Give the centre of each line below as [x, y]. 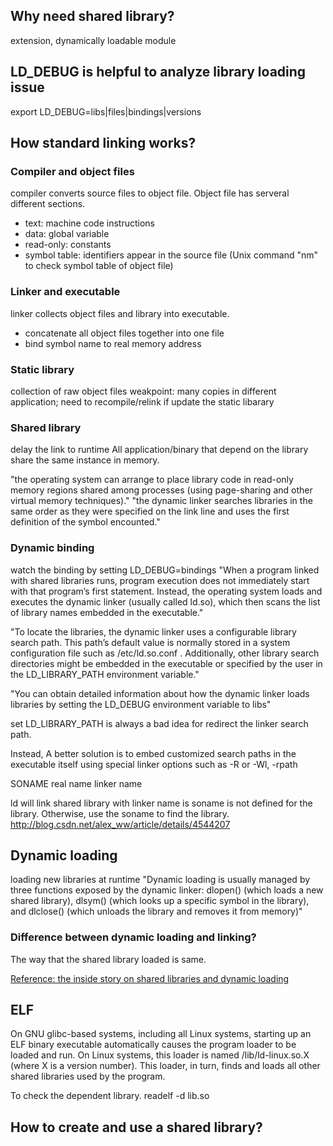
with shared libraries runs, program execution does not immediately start [160, 580]
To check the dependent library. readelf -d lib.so [110, 1096]
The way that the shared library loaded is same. [108, 959]
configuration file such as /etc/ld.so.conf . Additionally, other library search [165, 653]
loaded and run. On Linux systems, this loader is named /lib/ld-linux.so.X [160, 1055]
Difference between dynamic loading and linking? [133, 937]
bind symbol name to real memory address [113, 343]
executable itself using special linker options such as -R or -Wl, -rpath [154, 764]
